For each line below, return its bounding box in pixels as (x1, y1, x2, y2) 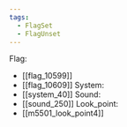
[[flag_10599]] (21, 71, 73, 81)
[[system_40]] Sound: (21, 89, 101, 100)
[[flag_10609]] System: (21, 80, 104, 91)
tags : (9, 12, 29, 22)
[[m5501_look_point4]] (21, 108, 104, 119)
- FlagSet (17, 21, 53, 30)
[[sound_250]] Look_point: (21, 99, 119, 109)
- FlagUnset (17, 29, 62, 38)
